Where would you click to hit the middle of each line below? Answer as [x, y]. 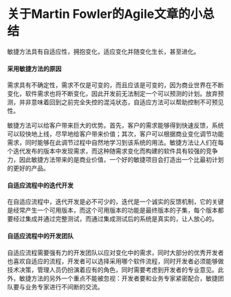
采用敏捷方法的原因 [34, 69]
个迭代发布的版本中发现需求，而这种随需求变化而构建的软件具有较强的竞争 [112, 151]
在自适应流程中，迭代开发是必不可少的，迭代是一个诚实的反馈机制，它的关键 [115, 202]
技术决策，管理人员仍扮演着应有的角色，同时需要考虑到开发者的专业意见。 [112, 270]
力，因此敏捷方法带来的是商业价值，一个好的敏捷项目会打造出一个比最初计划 [115, 160]
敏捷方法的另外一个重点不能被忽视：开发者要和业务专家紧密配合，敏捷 [118, 278]
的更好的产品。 [28, 168]
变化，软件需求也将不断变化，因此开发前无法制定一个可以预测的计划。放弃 [112, 94]
